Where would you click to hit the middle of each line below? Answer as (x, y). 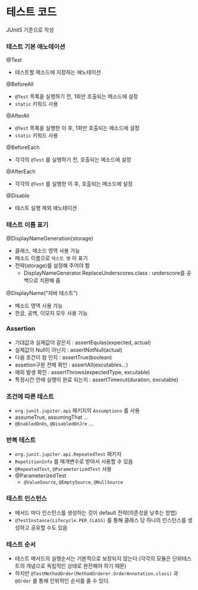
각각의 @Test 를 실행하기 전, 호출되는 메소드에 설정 (73, 160)
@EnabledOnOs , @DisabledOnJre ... (54, 423)
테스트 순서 (21, 544)
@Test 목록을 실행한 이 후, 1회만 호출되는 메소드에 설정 (77, 128)
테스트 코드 (32, 12)
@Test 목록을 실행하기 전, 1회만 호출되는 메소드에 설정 (76, 96)
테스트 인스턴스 (27, 498)
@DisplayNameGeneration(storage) (50, 238)
